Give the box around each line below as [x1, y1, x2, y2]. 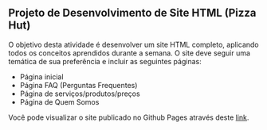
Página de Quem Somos [19, 97, 100, 106]
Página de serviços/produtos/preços [19, 89, 141, 98]
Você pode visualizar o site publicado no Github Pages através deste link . [8, 113, 249, 122]
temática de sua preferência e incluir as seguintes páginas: [8, 56, 202, 66]
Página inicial [19, 71, 64, 82]
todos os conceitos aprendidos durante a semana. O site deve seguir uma [8, 48, 251, 58]
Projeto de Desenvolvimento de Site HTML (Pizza [8, 6, 257, 20]
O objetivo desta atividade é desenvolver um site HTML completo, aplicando [8, 40, 259, 49]
